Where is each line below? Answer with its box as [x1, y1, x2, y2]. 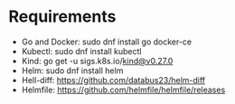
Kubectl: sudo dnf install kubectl [21, 45, 142, 56]
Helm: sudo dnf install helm [21, 65, 124, 76]
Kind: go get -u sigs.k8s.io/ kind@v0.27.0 [21, 55, 174, 66]
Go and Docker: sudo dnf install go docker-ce [21, 36, 193, 47]
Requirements [8, 6, 117, 27]
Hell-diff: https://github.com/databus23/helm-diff [21, 74, 206, 85]
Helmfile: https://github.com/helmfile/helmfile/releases [21, 84, 226, 95]
